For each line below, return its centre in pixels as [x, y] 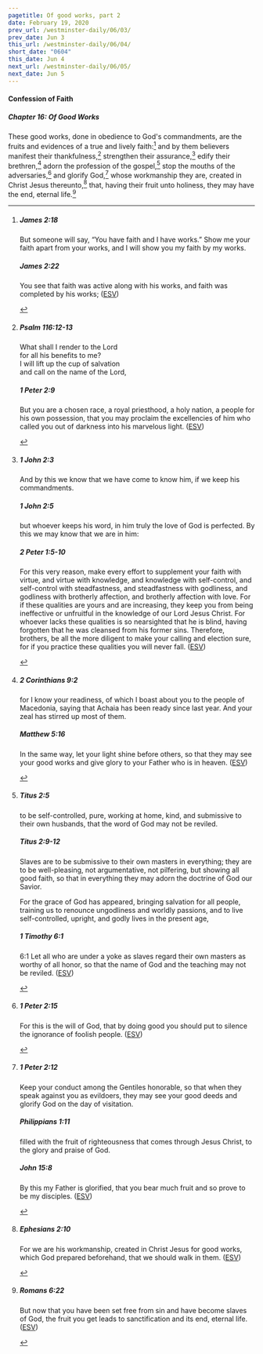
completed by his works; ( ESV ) [69, 294]
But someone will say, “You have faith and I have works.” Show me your [135, 239]
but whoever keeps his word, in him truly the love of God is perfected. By [137, 525]
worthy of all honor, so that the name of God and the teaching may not [133, 964]
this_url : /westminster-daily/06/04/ [70, 45]
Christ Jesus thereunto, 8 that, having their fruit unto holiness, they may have [131, 184]
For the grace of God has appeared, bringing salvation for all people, [130, 901]
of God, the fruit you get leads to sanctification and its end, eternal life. [133, 1319]
